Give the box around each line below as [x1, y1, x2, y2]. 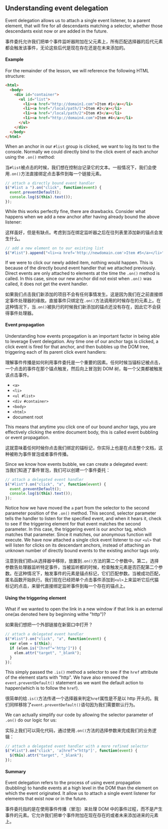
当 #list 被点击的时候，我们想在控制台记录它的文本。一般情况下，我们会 [5, 164, 152, 170]
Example [5, 56, 24, 62]
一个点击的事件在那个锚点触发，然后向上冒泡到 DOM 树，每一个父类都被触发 [5, 365, 163, 371]
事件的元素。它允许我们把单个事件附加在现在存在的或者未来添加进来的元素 [5, 812, 158, 818]
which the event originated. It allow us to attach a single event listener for [5, 790, 156, 796]
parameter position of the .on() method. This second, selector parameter [5, 510, 156, 516]
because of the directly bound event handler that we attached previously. [5, 265, 156, 271]
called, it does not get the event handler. [5, 281, 88, 287]
